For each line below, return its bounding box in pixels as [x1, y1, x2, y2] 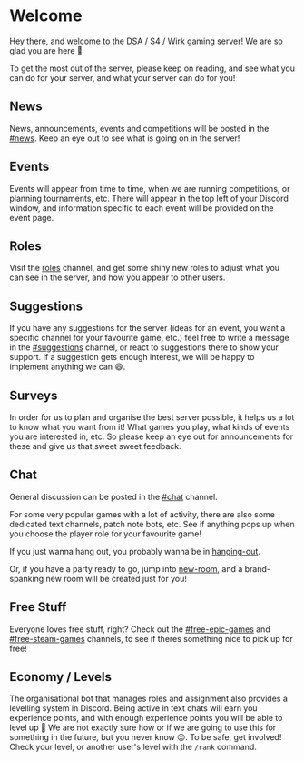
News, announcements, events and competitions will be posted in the [9, 123, 270, 134]
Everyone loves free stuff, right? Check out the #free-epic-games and [9, 624, 270, 635]
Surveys [9, 387, 58, 403]
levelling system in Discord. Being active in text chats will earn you [9, 703, 258, 714]
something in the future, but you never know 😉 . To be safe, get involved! [9, 732, 282, 743]
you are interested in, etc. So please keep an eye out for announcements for [9, 431, 294, 442]
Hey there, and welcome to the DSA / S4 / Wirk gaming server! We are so [9, 35, 283, 46]
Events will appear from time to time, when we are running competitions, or [9, 183, 290, 194]
